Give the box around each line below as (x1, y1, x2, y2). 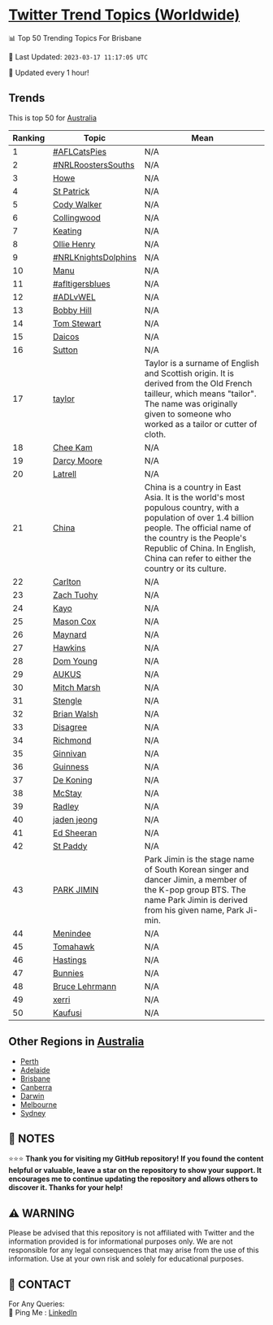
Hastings (52, 954, 87, 965)
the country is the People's (144, 532, 247, 543)
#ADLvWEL (52, 291, 96, 303)
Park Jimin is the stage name (144, 853, 254, 865)
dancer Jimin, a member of (144, 874, 248, 885)
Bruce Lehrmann (52, 980, 117, 992)
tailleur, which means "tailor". (144, 388, 258, 399)
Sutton (52, 344, 79, 355)
